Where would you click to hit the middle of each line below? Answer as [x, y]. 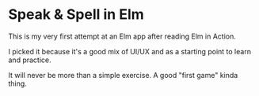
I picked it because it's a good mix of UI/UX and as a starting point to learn [130, 51]
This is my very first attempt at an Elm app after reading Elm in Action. [122, 36]
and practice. [30, 60]
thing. [18, 83]
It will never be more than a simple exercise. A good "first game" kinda [123, 75]
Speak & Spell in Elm [76, 15]
